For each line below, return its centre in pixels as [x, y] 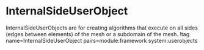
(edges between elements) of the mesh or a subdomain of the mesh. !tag [98, 34]
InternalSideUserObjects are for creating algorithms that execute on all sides [102, 28]
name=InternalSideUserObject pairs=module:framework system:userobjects [102, 40]
